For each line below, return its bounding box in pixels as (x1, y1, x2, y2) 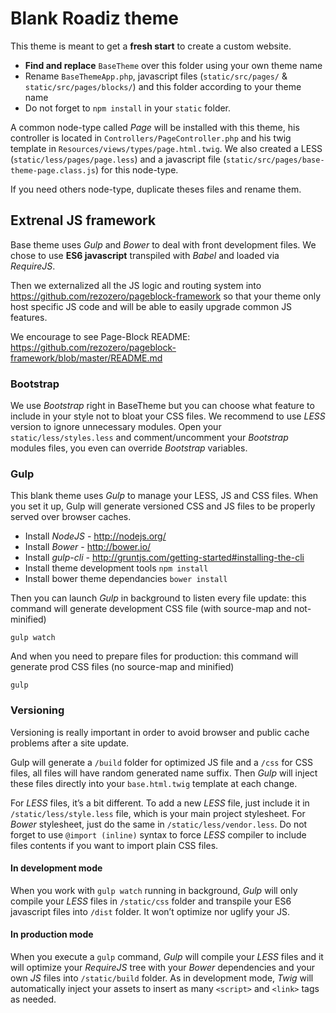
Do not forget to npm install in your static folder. (24, 102, 232, 114)
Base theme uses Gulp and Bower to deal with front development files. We (10, 238, 317, 251)
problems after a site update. (10, 737, 130, 749)
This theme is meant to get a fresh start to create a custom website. (10, 40, 292, 52)
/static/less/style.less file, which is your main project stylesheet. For (10, 807, 306, 819)
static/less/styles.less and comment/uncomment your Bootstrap (10, 432, 289, 444)
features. (10, 311, 48, 323)
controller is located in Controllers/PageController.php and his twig (10, 132, 292, 144)
